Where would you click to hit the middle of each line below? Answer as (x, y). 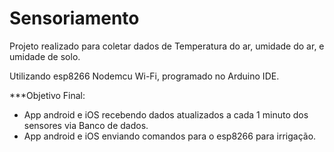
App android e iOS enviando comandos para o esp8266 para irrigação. (170, 136)
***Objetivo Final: (47, 95)
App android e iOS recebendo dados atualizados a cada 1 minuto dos (166, 114)
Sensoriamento (74, 18)
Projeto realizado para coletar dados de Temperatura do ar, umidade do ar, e (167, 46)
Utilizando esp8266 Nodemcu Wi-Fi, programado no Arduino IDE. (144, 76)
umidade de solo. (45, 56)
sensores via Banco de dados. (86, 125)
